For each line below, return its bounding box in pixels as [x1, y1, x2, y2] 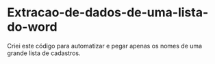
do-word [7, 19, 58, 35]
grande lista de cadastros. [7, 49, 81, 57]
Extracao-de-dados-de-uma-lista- [7, 5, 209, 20]
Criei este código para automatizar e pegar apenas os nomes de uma [7, 42, 203, 50]
